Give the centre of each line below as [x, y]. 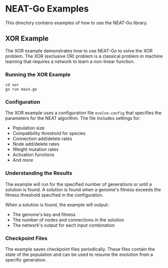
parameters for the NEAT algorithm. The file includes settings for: [73, 118]
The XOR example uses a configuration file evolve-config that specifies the [83, 113]
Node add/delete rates [36, 144]
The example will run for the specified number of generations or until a [79, 184]
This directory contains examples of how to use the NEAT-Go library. [76, 23]
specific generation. [26, 259]
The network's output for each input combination [64, 225]
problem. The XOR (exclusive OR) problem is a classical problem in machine [84, 56]
